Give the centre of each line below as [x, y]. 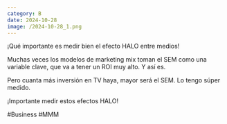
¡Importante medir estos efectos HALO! [63, 101]
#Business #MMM [33, 114]
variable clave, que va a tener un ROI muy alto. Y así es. [87, 67]
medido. [19, 88]
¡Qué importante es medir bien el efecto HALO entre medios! [93, 46]
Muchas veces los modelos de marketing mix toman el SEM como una [107, 60]
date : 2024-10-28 [32, 20]
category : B [24, 14]
